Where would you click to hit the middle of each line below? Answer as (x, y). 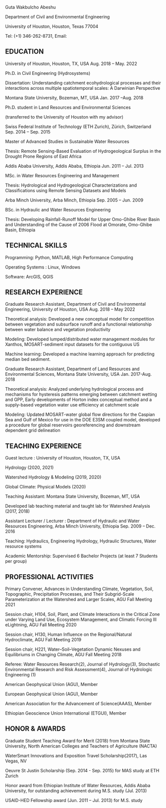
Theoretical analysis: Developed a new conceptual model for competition (80, 319)
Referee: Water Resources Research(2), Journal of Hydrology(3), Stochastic (83, 664)
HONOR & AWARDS (35, 729)
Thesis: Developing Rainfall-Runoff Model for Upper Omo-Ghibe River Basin (83, 219)
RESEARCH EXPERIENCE (44, 292)
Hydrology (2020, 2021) (29, 468)
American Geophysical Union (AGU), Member (52, 684)
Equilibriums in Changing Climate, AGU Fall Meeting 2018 (63, 655)
